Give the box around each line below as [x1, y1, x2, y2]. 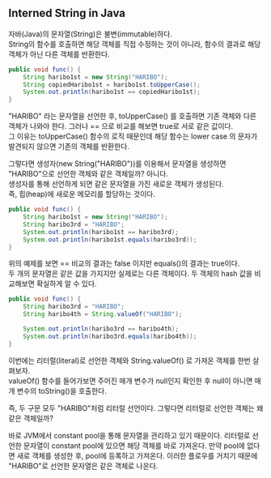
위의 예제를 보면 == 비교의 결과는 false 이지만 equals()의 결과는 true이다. [8, 258, 240, 268]
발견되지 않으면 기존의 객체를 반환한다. [8, 142, 129, 152]
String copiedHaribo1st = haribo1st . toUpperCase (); [23, 80, 201, 88]
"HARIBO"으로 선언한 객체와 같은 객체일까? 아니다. [8, 169, 168, 179]
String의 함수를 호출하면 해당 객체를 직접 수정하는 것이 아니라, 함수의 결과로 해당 [8, 39, 261, 49]
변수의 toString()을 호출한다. [16, 386, 108, 395]
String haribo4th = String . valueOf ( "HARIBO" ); [23, 310, 183, 318]
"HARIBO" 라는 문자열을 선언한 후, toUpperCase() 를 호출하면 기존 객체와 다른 [8, 111, 257, 121]
